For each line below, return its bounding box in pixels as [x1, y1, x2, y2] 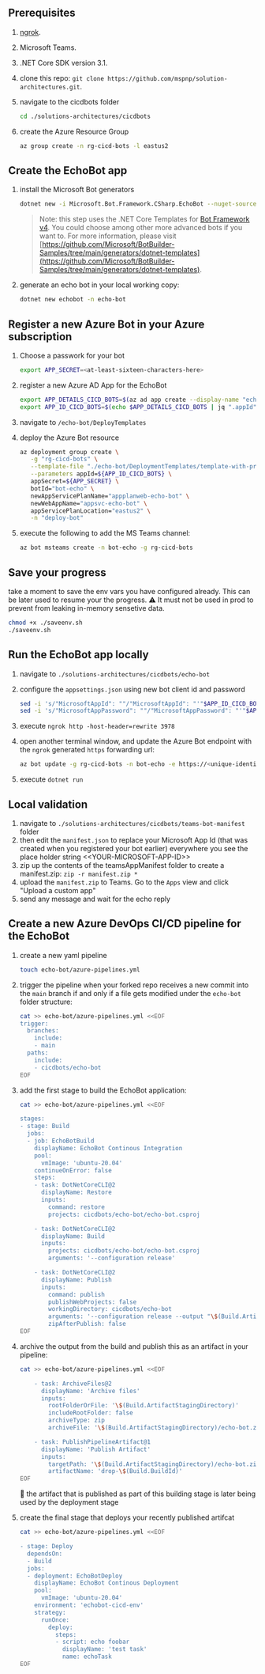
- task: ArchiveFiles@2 [34, 1380, 112, 1388]
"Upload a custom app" [19, 886, 96, 895]
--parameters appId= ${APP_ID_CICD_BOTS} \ [30, 470, 172, 478]
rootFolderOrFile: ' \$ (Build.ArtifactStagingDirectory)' [48, 1402, 239, 1410]
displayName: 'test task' [62, 1646, 147, 1653]
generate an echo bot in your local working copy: [19, 280, 180, 290]
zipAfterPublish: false [48, 1320, 126, 1328]
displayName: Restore [40, 1188, 112, 1197]
